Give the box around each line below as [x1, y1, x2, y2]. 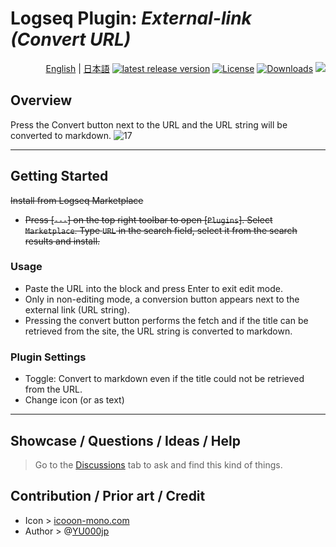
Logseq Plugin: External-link [10, 7, 252, 30]
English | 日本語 [45, 62, 110, 74]
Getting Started [10, 168, 109, 185]
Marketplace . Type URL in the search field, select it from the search [24, 224, 298, 236]
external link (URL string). [24, 303, 130, 316]
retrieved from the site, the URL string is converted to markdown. [24, 325, 293, 337]
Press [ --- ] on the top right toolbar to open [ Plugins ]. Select [24, 213, 273, 226]
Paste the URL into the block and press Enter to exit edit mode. [24, 282, 284, 294]
